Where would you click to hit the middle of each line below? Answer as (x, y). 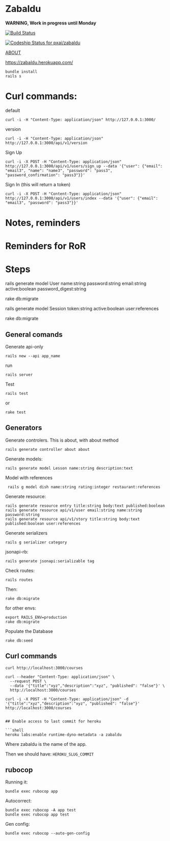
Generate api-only (24, 347)
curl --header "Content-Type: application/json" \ (60, 677)
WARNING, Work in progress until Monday (51, 23)
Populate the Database (29, 631)
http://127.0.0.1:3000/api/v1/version (46, 143)
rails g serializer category (36, 542)
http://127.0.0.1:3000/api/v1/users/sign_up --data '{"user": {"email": (84, 166)
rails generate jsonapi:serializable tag (50, 561)
